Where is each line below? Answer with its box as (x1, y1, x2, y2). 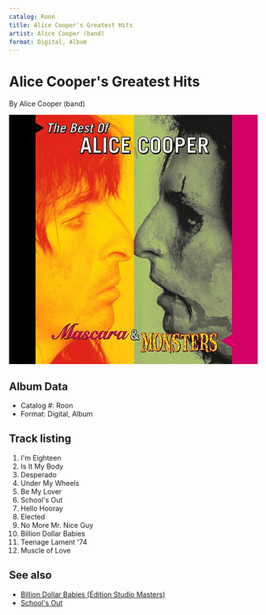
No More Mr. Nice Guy (20, 520, 94, 530)
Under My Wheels (20, 478, 80, 488)
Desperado (20, 469, 58, 479)
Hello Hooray (20, 503, 64, 513)
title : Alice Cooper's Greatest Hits (9, 21, 133, 29)
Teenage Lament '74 (20, 537, 88, 546)
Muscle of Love (20, 545, 71, 555)
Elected (20, 511, 46, 522)
